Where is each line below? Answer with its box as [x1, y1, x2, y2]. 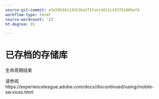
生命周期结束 [5, 67, 32, 74]
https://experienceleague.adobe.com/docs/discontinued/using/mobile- [5, 84, 154, 90]
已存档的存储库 [5, 49, 68, 61]
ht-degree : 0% [5, 21, 36, 27]
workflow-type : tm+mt [5, 12, 51, 17]
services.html [5, 89, 34, 95]
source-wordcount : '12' [5, 17, 56, 22]
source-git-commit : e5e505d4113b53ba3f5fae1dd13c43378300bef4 [5, 7, 140, 13]
